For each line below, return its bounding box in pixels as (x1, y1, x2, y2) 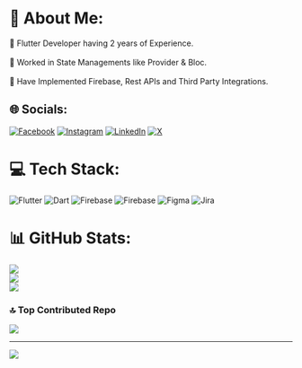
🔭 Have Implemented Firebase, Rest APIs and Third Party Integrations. (9, 75, 269, 86)
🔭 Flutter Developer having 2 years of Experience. (9, 38, 194, 48)
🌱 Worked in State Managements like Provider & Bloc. (9, 57, 208, 67)
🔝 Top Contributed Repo (9, 303, 117, 316)
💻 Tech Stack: (9, 159, 120, 179)
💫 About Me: (9, 8, 104, 29)
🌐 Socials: (9, 102, 68, 118)
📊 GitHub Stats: (9, 228, 132, 248)
